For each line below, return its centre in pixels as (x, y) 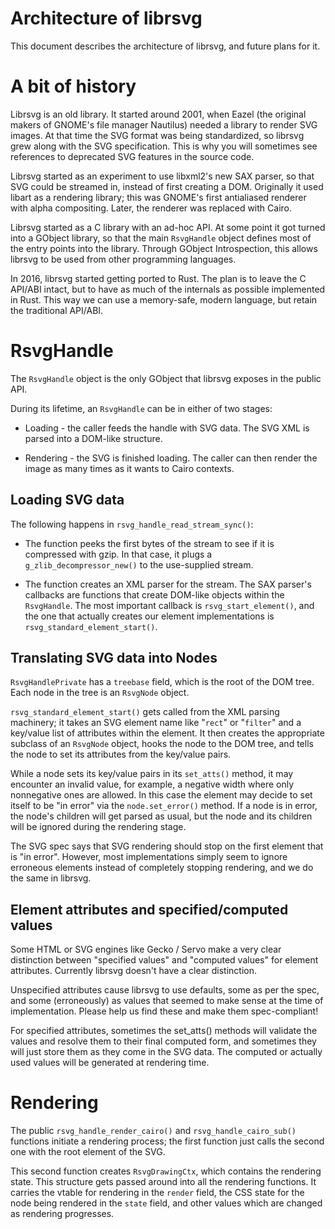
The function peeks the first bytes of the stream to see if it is (149, 543)
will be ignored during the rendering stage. (98, 827)
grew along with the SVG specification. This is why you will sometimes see (164, 146)
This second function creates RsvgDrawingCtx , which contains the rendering (166, 1171)
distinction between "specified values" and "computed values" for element (164, 960)
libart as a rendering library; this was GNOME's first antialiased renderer (158, 197)
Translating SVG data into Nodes (114, 658)
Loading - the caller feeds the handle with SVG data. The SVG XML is (167, 428)
